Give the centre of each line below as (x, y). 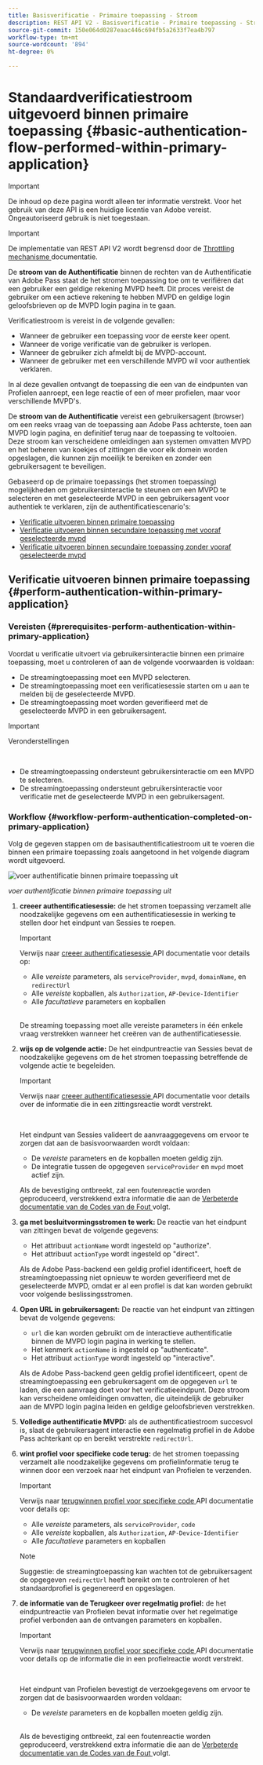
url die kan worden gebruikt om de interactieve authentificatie (131, 1332)
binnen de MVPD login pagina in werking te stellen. (113, 1341)
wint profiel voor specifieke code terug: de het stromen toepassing (129, 1453)
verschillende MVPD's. (45, 400)
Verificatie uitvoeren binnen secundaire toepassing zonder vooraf (125, 546)
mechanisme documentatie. (53, 257)
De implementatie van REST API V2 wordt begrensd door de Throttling (121, 248)
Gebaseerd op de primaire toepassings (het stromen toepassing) (112, 481)
